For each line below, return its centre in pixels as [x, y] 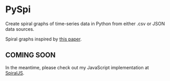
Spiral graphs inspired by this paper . [44, 39]
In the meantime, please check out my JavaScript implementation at [77, 67]
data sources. [20, 29]
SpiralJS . [15, 73]
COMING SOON [31, 55]
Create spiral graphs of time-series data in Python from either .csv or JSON [85, 24]
